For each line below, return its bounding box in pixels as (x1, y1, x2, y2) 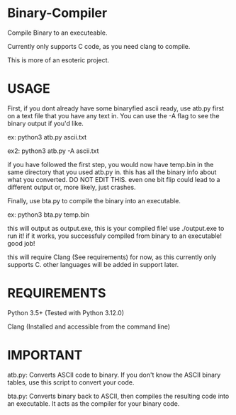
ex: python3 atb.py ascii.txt (7, 132, 87, 141)
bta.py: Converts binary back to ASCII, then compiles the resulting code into (7, 392, 230, 400)
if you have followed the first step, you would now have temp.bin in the (7, 160, 214, 169)
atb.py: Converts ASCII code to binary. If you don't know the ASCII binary (7, 370, 221, 379)
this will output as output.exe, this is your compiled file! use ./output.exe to (7, 224, 225, 232)
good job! (7, 239, 35, 247)
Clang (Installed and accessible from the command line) (7, 322, 171, 331)
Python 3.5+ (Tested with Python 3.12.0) (7, 308, 124, 317)
